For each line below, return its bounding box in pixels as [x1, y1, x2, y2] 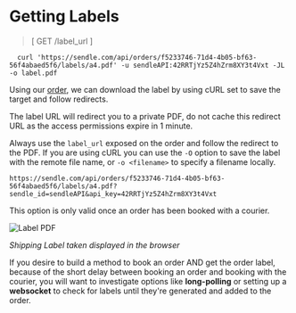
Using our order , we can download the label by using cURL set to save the [9, 84, 281, 95]
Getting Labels [9, 6, 119, 27]
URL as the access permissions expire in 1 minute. [9, 120, 193, 131]
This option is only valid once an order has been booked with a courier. [9, 205, 270, 216]
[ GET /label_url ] [30, 36, 94, 46]
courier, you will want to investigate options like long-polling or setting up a [9, 276, 287, 286]
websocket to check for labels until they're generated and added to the [9, 285, 272, 296]
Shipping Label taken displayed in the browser [9, 239, 180, 251]
